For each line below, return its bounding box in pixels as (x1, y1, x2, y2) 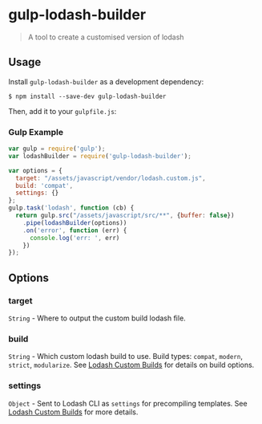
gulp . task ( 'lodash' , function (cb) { (8, 204, 135, 212)
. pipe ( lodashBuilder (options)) (22, 218, 127, 226)
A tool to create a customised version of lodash (27, 32, 184, 42)
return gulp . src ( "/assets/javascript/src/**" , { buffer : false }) (15, 211, 235, 220)
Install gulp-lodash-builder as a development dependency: (8, 76, 204, 86)
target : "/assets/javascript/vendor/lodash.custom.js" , (15, 174, 206, 182)
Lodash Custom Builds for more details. (8, 407, 139, 417)
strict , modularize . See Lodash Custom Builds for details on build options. (8, 360, 255, 370)
